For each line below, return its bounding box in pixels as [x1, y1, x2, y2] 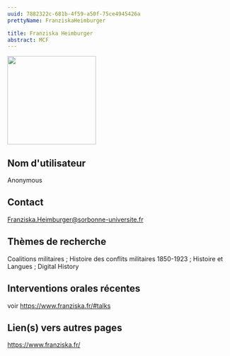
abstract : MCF [7, 36, 50, 43]
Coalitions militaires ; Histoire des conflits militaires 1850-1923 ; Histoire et [7, 254, 224, 263]
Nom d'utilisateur [7, 157, 86, 169]
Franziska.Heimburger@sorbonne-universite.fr [7, 215, 144, 224]
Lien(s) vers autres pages [7, 321, 122, 333]
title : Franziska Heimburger [7, 30, 93, 37]
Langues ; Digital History [7, 262, 79, 270]
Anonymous [7, 176, 42, 185]
